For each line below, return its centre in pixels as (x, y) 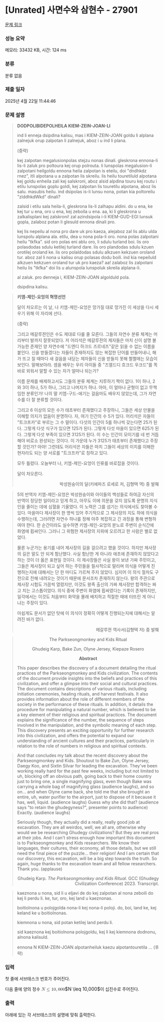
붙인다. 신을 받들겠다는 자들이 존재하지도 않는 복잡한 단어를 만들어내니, (84, 352)
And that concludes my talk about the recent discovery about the (82, 755)
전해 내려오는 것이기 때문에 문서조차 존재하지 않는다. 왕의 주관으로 (92, 579)
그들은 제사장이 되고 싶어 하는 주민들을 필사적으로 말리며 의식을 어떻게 (83, 566)
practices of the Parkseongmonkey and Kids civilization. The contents (87, 673)
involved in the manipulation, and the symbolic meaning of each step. (87, 725)
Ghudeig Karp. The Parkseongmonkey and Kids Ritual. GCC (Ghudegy (88, 879)
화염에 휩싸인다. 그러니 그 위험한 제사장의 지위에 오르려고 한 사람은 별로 (85, 531)
